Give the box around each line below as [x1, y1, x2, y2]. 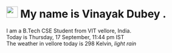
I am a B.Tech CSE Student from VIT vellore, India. [6, 27, 132, 34]
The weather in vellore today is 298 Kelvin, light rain [6, 40, 137, 47]
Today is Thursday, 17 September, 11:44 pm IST [6, 33, 125, 40]
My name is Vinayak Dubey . [20, 7, 167, 21]
